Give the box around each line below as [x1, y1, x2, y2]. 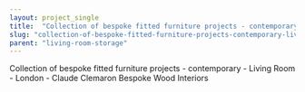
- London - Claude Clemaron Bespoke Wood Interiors [9, 73, 209, 84]
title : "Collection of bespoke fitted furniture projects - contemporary [9, 22, 299, 31]
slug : [9, 30, 30, 39]
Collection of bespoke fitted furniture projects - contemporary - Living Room [9, 63, 296, 74]
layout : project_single [9, 13, 100, 23]
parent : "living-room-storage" [9, 38, 128, 48]
